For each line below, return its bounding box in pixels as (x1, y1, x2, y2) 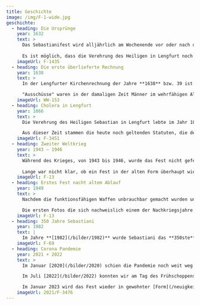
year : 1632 (17, 31, 44, 37)
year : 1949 (17, 185, 44, 191)
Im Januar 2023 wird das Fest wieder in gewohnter (21, 284, 151, 290)
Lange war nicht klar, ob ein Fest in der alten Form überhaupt (21, 169, 185, 175)
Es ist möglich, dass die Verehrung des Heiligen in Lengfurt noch (21, 53, 193, 59)
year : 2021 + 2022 (17, 251, 62, 257)
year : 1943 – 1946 (17, 147, 62, 152)
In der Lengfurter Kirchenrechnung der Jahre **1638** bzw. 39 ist (21, 81, 193, 87)
